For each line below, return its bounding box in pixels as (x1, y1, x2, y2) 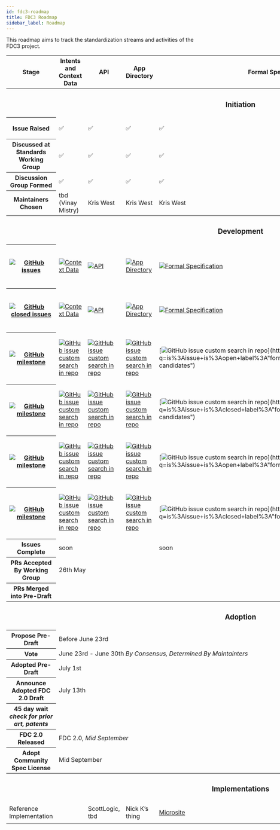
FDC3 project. (6, 42, 41, 50)
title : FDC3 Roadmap (6, 14, 58, 20)
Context (59, 72, 83, 80)
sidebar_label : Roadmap (6, 20, 66, 26)
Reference (9, 804, 39, 813)
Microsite (159, 808, 185, 816)
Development (217, 227, 264, 236)
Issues (21, 540, 41, 548)
